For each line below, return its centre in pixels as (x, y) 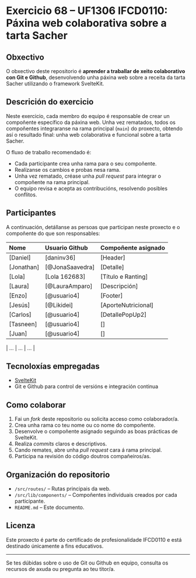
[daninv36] (60, 257)
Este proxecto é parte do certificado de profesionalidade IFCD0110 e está (94, 539)
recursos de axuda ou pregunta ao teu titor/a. (61, 569)
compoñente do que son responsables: (53, 233)
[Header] (113, 257)
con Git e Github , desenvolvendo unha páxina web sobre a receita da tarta (96, 77)
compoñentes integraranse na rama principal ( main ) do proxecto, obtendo (94, 128)
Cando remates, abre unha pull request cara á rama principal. (88, 450)
